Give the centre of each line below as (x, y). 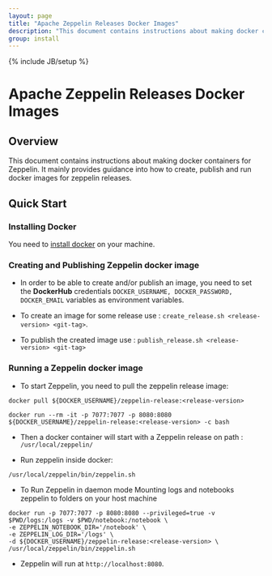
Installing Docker (42, 226)
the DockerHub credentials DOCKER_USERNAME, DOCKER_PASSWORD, (126, 292)
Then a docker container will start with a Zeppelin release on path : (132, 437)
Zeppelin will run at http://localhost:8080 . (92, 563)
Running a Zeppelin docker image (76, 368)
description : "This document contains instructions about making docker (134, 31)
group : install (34, 38)
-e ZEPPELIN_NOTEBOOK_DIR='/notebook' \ (78, 527)
